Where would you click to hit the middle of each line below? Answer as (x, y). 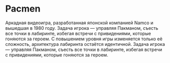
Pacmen (23, 9)
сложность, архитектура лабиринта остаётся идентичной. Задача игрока (85, 44)
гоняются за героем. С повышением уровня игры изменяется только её (84, 39)
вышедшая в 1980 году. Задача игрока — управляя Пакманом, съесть (82, 28)
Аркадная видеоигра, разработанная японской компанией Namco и (79, 23)
